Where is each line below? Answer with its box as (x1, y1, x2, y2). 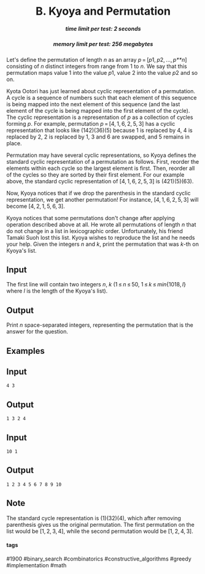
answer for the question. (6, 328, 69, 335)
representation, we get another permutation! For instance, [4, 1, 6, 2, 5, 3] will (6, 196, 199, 203)
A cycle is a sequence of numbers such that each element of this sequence (6, 94, 198, 101)
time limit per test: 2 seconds (65, 25, 141, 32)
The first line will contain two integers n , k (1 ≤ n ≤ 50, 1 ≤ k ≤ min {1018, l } (6, 281, 186, 288)
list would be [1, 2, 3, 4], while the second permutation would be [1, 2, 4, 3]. (6, 527, 193, 535)
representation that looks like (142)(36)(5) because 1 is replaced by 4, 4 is (6, 126, 193, 134)
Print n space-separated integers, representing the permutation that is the (6, 321, 193, 329)
